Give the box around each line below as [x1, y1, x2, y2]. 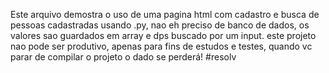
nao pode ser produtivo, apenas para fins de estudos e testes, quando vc [10, 40, 313, 52]
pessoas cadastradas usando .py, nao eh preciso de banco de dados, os [10, 19, 310, 31]
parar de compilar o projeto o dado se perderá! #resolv [10, 51, 237, 63]
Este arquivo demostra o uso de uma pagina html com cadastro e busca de [10, 9, 320, 20]
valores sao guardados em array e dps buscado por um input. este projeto [10, 30, 317, 41]
